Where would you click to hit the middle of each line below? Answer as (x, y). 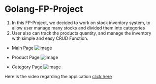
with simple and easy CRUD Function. (50, 38)
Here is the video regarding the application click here (58, 76)
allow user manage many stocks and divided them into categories (78, 28)
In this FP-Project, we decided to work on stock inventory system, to (81, 23)
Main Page (23, 48)
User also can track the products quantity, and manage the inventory (81, 33)
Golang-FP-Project (44, 9)
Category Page (27, 67)
